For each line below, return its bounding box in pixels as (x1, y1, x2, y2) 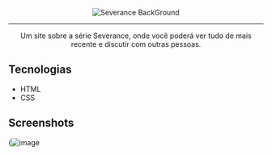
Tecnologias (8, 63, 72, 77)
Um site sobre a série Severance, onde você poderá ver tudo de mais (19, 31, 253, 40)
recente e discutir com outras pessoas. (70, 40, 202, 48)
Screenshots (8, 116, 74, 130)
